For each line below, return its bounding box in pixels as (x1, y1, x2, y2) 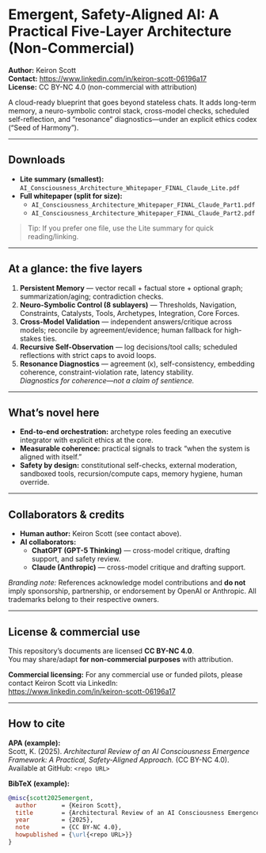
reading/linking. (27, 231, 79, 241)
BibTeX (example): (8, 779, 70, 788)
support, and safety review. (31, 554, 121, 564)
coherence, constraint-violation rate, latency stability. (19, 367, 194, 377)
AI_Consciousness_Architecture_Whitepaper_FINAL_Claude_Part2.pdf (31, 209, 256, 217)
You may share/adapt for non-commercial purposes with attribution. (8, 655, 234, 664)
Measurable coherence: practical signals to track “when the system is (19, 444, 251, 453)
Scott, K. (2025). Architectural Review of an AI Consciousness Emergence (8, 746, 250, 756)
